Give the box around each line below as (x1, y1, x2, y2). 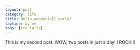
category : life (5, 12, 37, 17)
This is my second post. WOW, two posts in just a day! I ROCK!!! (5, 39, 135, 45)
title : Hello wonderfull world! (5, 16, 72, 21)
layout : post (5, 7, 32, 12)
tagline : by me (5, 21, 37, 26)
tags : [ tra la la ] (5, 26, 43, 31)
